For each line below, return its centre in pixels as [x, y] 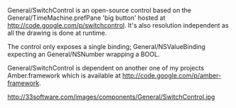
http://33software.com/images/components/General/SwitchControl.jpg [111, 97]
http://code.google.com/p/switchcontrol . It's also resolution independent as [118, 25]
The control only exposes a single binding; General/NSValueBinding [107, 47]
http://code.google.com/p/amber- [172, 75]
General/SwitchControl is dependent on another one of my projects [106, 68]
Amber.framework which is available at [64, 75]
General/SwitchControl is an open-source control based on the [100, 10]
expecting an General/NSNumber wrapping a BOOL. [84, 54]
